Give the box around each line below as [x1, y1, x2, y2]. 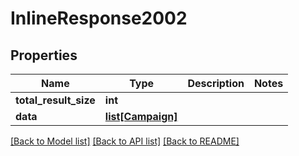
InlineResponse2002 [10, 7, 188, 30]
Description [187, 77, 245, 90]
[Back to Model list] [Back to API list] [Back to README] [10, 135, 240, 147]
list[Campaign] [104, 110, 178, 123]
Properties [10, 47, 78, 64]
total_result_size [15, 93, 96, 107]
